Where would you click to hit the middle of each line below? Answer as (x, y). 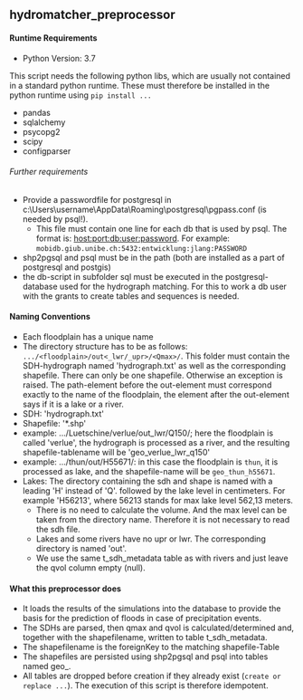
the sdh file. (58, 529)
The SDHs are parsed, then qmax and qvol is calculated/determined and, (158, 628)
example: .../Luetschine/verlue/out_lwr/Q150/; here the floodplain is (148, 433)
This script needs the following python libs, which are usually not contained (150, 75)
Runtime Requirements (53, 38)
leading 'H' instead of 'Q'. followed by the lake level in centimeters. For (154, 491)
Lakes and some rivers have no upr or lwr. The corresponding (151, 539)
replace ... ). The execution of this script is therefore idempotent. (145, 686)
